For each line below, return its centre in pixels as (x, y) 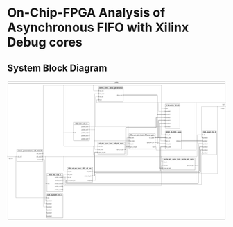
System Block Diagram (57, 68)
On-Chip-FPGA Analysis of (86, 13)
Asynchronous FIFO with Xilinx (98, 27)
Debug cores (45, 42)
